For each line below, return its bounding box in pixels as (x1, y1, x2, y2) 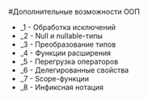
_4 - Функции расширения (19, 48, 112, 57)
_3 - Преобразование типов (19, 40, 116, 49)
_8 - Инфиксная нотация (19, 82, 104, 92)
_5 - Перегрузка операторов (19, 56, 119, 66)
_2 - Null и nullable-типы (19, 31, 104, 40)
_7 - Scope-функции (19, 74, 89, 83)
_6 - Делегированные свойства (19, 65, 129, 75)
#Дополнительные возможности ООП (8, 7, 140, 16)
